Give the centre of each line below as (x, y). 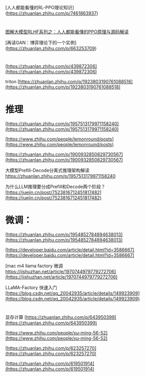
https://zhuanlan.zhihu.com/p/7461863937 (52, 13)
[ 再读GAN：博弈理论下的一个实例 (40, 43)
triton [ (12, 82)
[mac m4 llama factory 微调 (34, 266)
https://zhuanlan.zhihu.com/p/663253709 (51, 49)
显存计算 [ (16, 317)
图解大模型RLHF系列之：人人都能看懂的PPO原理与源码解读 (67, 32)
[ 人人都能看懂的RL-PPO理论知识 (39, 7)
